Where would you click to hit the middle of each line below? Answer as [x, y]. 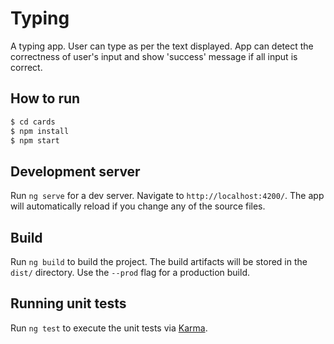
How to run [45, 98]
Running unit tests [68, 303]
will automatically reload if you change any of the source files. [138, 206]
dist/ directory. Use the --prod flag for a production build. [130, 272]
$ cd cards [33, 122]
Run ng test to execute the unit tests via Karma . [109, 328]
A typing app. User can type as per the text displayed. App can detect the [162, 46]
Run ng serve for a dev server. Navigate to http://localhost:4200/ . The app [167, 196]
